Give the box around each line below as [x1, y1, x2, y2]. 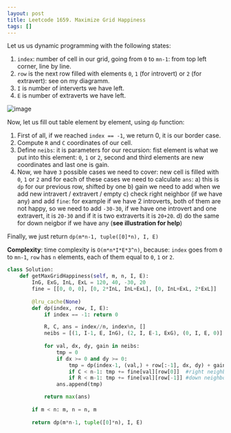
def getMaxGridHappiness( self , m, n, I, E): [19, 273, 149, 280]
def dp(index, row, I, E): [32, 304, 109, 311]
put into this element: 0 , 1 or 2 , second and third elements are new [16, 153, 204, 162]
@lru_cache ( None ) [32, 298, 81, 305]
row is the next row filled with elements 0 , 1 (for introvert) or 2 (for [16, 69, 202, 78]
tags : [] [7, 23, 32, 30]
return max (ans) [43, 393, 91, 401]
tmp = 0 [56, 348, 78, 356]
